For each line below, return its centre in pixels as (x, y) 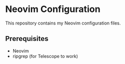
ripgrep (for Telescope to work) (45, 56)
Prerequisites (27, 39)
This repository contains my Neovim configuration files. (63, 23)
